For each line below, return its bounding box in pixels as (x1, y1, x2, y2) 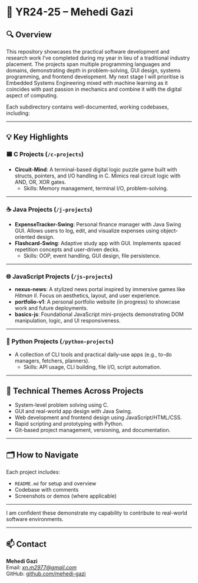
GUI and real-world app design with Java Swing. (14, 408, 133, 415)
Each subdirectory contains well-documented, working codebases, (6, 103, 169, 110)
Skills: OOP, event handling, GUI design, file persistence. (23, 252, 161, 259)
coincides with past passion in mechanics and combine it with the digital (6, 85, 182, 93)
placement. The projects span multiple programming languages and (6, 61, 171, 67)
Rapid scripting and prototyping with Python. (14, 420, 124, 427)
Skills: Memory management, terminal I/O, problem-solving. (23, 185, 169, 192)
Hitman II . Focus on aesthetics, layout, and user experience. (14, 292, 161, 299)
